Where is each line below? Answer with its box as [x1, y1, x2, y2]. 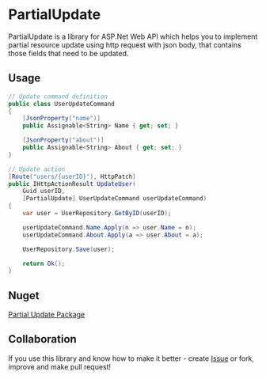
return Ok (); [22, 260, 66, 267]
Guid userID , [22, 188, 66, 195]
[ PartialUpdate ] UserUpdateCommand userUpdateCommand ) [22, 195, 207, 203]
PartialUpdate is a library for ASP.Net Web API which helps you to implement [8, 32, 258, 41]
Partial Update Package [8, 310, 85, 320]
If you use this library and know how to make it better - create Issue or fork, [8, 354, 255, 363]
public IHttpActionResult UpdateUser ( [8, 180, 136, 188]
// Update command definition [8, 93, 108, 100]
